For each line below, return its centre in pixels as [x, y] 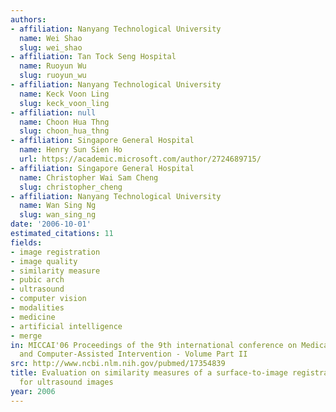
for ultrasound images [66, 382]
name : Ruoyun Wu [53, 66]
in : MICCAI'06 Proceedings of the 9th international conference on [154, 345]
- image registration [55, 252]
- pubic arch [37, 280]
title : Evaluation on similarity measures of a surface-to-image [149, 373]
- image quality [44, 261]
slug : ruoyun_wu [53, 76]
